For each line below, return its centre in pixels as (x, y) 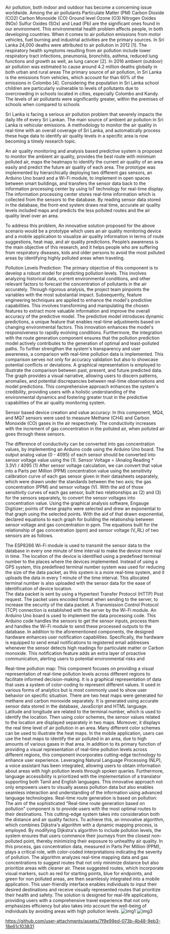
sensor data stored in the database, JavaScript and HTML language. (77, 706)
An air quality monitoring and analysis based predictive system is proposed (84, 151)
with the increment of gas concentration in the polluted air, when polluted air (85, 429)
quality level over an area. (32, 216)
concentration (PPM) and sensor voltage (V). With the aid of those (74, 487)
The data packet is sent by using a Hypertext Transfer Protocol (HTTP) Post (84, 594)
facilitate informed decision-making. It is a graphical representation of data (83, 679)
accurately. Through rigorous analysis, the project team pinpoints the (77, 289)
